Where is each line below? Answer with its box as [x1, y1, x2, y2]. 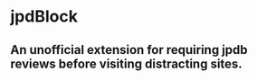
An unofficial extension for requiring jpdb [10, 42, 248, 58]
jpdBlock [10, 6, 78, 27]
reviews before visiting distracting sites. [10, 56, 243, 71]
